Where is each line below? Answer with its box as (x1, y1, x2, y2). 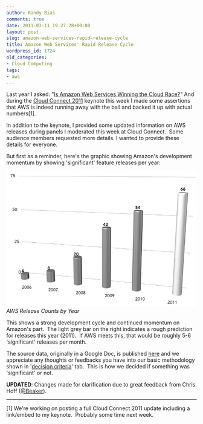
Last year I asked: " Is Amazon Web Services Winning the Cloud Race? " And (6, 91, 195, 98)
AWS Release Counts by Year (6, 307, 80, 314)
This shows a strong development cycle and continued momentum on (6, 319, 180, 326)
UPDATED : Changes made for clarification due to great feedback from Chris (6, 381, 196, 388)
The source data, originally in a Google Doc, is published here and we (6, 350, 179, 357)
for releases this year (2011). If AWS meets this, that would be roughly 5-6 (6, 332, 192, 339)
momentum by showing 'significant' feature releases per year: (6, 159, 161, 166)
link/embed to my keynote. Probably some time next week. (6, 411, 154, 418)
